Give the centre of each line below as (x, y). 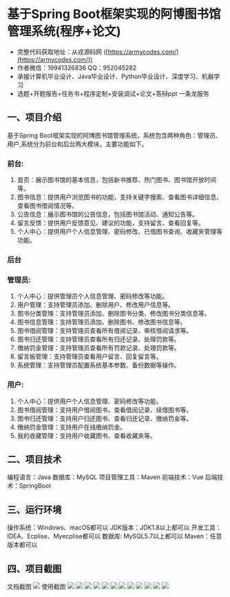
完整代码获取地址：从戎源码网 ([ (62, 52)
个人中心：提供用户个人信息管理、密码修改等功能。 (90, 401)
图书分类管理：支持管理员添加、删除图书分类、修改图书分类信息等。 (114, 314)
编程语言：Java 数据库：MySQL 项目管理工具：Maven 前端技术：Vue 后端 (112, 477)
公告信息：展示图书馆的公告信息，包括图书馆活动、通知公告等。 (107, 214)
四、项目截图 (34, 568)
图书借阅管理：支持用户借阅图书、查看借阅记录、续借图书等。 (105, 409)
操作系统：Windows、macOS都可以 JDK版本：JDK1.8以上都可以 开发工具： (114, 527)
